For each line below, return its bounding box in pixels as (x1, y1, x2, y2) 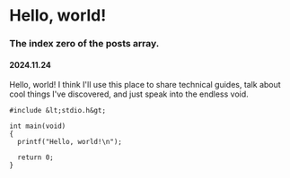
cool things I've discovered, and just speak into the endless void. (9, 89, 249, 99)
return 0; (17, 153, 54, 162)
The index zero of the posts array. (9, 38, 160, 50)
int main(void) (9, 122, 66, 131)
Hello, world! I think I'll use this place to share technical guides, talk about (9, 80, 281, 90)
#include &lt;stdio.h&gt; (9, 106, 106, 115)
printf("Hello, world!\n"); (17, 138, 123, 147)
